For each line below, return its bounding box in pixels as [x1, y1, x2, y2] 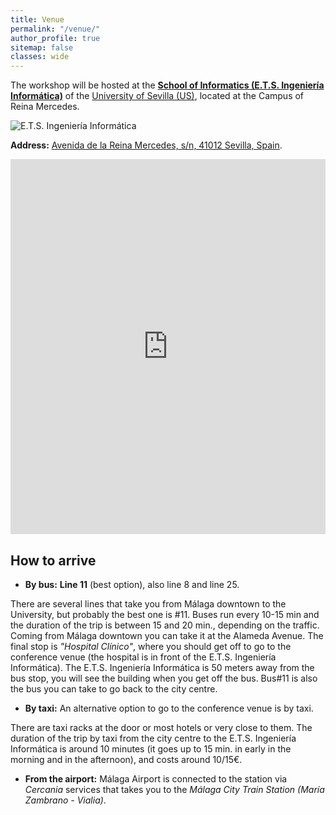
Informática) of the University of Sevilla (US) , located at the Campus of [10, 90, 305, 102]
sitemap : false [10, 42, 74, 53]
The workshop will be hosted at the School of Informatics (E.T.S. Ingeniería [10, 79, 325, 91]
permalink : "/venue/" [10, 24, 101, 34]
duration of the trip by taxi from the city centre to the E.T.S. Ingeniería [10, 732, 297, 744]
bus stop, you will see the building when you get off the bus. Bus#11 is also [10, 672, 318, 684]
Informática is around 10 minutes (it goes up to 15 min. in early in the [10, 742, 292, 755]
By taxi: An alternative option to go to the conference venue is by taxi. [24, 702, 314, 714]
